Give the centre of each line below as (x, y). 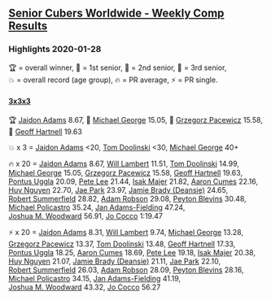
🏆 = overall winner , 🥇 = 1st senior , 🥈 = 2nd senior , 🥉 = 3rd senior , (118, 67)
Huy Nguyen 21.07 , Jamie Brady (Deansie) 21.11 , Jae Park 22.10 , (115, 261)
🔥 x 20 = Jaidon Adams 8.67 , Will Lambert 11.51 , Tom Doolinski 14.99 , (124, 163)
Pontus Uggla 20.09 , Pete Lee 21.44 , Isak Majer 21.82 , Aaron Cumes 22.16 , (133, 181)
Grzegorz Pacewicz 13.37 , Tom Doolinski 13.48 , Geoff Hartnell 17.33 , (122, 244)
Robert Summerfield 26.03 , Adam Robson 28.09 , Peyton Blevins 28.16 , (126, 270)
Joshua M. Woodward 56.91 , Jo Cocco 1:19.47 (85, 215)
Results (28, 26)
